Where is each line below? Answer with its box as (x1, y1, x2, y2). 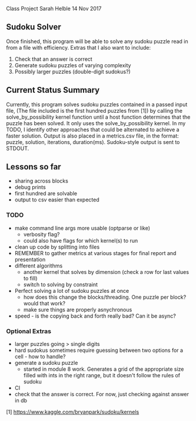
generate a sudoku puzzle (14, 360, 78, 367)
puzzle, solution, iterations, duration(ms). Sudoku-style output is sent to (6, 138, 180, 145)
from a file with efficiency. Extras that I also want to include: (6, 44, 151, 51)
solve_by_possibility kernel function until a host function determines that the (6, 113, 191, 120)
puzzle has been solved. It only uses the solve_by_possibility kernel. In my (6, 119, 186, 126)
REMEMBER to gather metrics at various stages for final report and (14, 249, 177, 256)
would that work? (23, 299, 66, 306)
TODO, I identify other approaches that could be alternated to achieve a (6, 126, 180, 133)
